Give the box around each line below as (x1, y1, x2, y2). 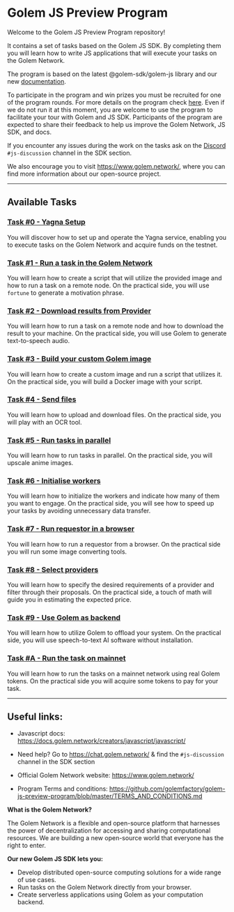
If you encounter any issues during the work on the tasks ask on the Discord (7, 141, 226, 149)
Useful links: (7, 710, 63, 722)
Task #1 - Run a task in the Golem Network (7, 258, 153, 268)
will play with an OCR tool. (7, 418, 82, 426)
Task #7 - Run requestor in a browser (7, 524, 134, 534)
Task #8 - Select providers (7, 565, 99, 575)
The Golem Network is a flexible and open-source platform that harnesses (7, 819, 221, 828)
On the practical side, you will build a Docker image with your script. (7, 377, 203, 386)
